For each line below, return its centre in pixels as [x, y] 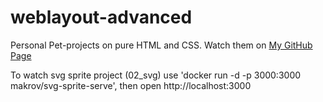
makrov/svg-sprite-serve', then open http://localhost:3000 [131, 85]
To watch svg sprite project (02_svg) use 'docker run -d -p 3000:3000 [156, 75]
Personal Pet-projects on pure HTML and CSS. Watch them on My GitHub [161, 45]
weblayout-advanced [101, 17]
